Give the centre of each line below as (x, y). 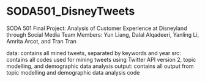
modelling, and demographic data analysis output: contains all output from (100, 66)
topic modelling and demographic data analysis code (73, 72)
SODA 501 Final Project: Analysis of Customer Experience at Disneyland (97, 28)
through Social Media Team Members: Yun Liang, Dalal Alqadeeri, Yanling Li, (103, 34)
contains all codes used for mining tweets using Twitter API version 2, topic (101, 59)
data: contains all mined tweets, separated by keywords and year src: (94, 53)
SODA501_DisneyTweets (71, 11)
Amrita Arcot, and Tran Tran (41, 41)
